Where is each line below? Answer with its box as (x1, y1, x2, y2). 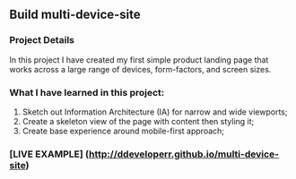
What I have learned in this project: (9, 86, 165, 98)
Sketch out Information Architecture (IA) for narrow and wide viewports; (22, 107, 288, 117)
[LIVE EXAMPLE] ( (9, 148, 90, 160)
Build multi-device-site (9, 7, 141, 22)
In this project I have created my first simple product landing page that (9, 54, 269, 65)
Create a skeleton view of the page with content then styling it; (22, 115, 255, 126)
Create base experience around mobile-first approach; (22, 125, 225, 136)
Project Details (9, 34, 74, 47)
